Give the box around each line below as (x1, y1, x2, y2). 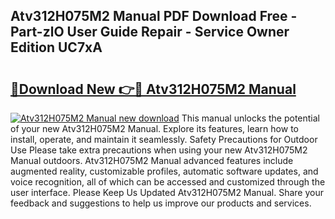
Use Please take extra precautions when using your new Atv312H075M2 (10, 144, 308, 156)
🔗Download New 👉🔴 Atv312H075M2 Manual (10, 80, 297, 98)
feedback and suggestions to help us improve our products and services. (10, 197, 312, 209)
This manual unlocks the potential (181, 112, 320, 124)
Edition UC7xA (10, 39, 103, 56)
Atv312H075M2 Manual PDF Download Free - (10, 8, 298, 25)
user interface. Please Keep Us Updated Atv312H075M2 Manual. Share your (10, 187, 324, 198)
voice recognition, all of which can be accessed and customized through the (10, 176, 326, 188)
